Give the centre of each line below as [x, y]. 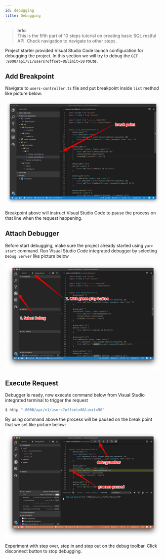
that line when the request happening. [44, 218]
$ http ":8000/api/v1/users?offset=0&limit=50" [55, 410]
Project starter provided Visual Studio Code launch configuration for [74, 50]
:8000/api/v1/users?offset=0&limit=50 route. [52, 61]
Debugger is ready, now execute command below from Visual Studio [75, 395]
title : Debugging [23, 16]
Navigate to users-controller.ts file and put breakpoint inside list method [82, 88]
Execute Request [32, 383]
